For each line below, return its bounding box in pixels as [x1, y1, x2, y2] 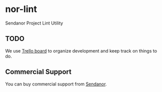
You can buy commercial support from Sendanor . [5, 81, 107, 87]
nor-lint [5, 3, 37, 15]
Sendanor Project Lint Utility [5, 20, 64, 26]
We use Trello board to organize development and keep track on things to [5, 47, 157, 53]
